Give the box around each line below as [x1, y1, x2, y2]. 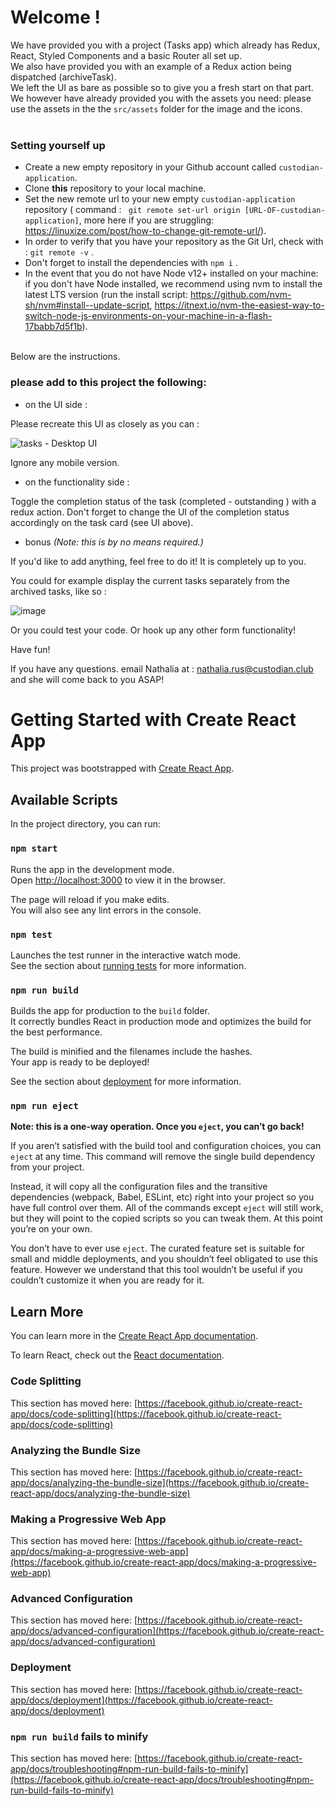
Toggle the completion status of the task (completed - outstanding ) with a [10, 495, 317, 507]
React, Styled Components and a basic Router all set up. [10, 49, 243, 61]
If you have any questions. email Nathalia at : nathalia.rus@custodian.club [10, 662, 314, 675]
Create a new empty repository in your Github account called [24, 161, 277, 173]
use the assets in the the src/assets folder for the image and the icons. [10, 102, 303, 115]
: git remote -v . [24, 246, 94, 258]
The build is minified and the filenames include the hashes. [10, 1046, 253, 1058]
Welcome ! [10, 6, 101, 29]
